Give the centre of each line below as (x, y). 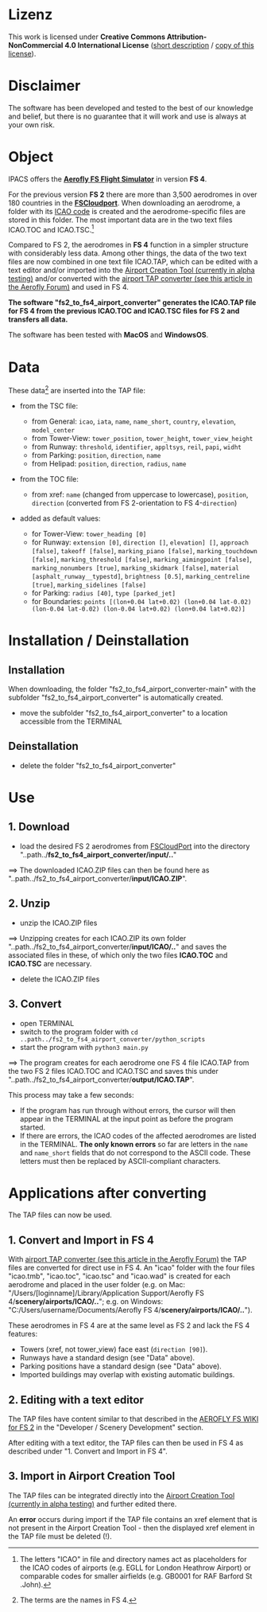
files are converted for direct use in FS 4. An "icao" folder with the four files (132, 1268)
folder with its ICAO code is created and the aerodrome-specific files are (127, 211)
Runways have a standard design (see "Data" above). (107, 1358)
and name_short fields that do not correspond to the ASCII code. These (135, 1153)
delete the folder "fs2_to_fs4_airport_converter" (98, 765)
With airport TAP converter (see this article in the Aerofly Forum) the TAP (128, 1259)
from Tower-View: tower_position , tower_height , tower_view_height (142, 439)
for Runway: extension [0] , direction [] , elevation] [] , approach (140, 542)
